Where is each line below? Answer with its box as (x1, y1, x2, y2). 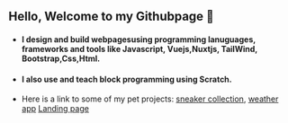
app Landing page (21, 103, 89, 114)
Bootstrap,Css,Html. (21, 53, 101, 64)
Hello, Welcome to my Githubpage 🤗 (8, 9, 215, 24)
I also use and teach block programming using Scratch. (21, 74, 233, 84)
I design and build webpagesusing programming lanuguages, (21, 33, 256, 45)
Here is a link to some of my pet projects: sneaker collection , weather (21, 93, 279, 104)
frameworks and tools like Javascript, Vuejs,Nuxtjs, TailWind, (21, 43, 258, 54)
